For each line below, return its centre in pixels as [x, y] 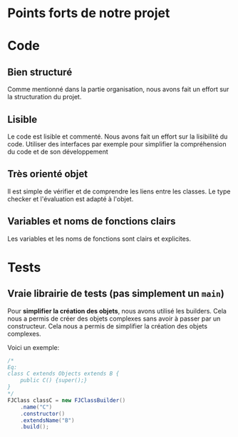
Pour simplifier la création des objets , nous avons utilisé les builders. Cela [117, 311]
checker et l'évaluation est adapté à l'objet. [71, 199]
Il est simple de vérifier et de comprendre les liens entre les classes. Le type [119, 191]
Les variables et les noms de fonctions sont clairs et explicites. [99, 238]
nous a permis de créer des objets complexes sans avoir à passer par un [114, 318]
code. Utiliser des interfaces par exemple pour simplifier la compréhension [117, 144]
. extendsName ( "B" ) [47, 420]
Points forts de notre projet [89, 13]
